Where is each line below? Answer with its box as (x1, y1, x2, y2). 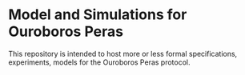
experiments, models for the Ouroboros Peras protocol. (8, 57, 191, 67)
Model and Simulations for (8, 6, 187, 24)
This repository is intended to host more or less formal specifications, (8, 49, 238, 58)
